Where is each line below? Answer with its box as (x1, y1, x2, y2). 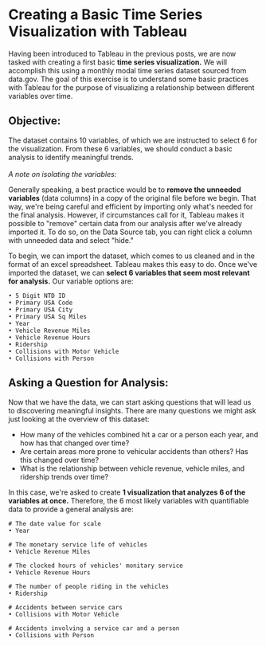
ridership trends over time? (19, 472, 109, 481)
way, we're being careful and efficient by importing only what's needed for (8, 202, 253, 211)
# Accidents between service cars (8, 603, 123, 611)
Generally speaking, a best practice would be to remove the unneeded (8, 185, 241, 194)
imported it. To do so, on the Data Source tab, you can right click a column (8, 227, 252, 237)
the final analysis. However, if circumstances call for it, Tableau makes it (8, 209, 244, 220)
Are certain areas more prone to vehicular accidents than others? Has (19, 446, 248, 456)
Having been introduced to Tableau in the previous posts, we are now (8, 49, 237, 58)
